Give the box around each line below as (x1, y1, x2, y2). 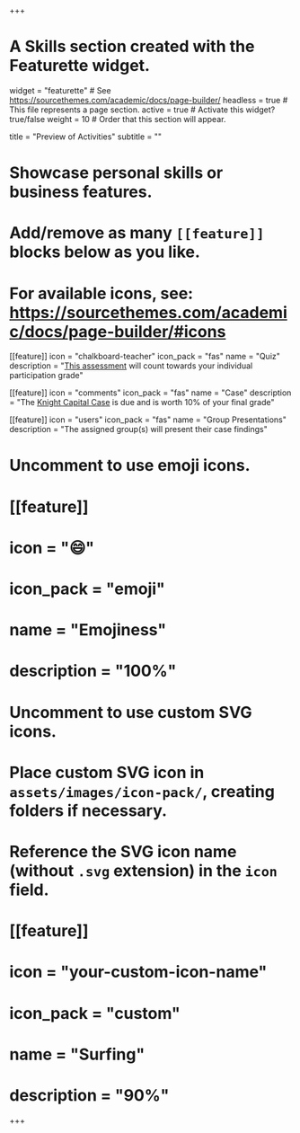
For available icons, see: (9, 283, 194, 304)
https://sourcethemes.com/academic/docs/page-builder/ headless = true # (9, 94, 288, 105)
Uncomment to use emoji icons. (9, 456, 251, 476)
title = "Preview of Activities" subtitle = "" (9, 131, 163, 142)
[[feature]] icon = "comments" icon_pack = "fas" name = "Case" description (9, 387, 292, 398)
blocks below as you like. (9, 242, 200, 262)
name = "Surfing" (9, 1044, 146, 1065)
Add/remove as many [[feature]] (9, 223, 265, 243)
